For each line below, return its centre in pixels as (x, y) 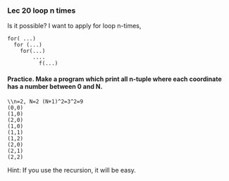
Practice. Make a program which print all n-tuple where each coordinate (114, 79)
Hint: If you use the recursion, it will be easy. (72, 170)
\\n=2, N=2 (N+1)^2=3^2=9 (45, 101)
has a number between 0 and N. (55, 86)
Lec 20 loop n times (42, 11)
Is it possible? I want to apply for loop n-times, (74, 26)
